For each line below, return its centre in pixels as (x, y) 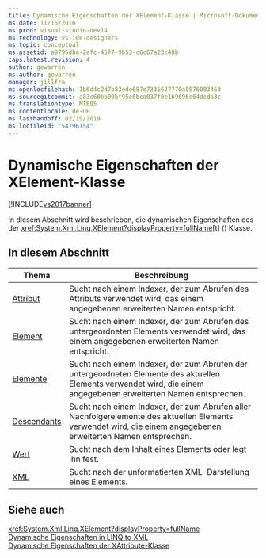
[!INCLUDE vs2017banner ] (50, 204)
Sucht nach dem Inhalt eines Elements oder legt (158, 449)
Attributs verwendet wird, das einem (137, 298)
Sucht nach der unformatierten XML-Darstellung (160, 472)
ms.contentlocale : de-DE (49, 112)
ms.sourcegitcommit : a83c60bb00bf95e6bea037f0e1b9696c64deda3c (115, 97)
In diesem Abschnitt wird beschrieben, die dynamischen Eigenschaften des (131, 220)
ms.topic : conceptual (44, 45)
